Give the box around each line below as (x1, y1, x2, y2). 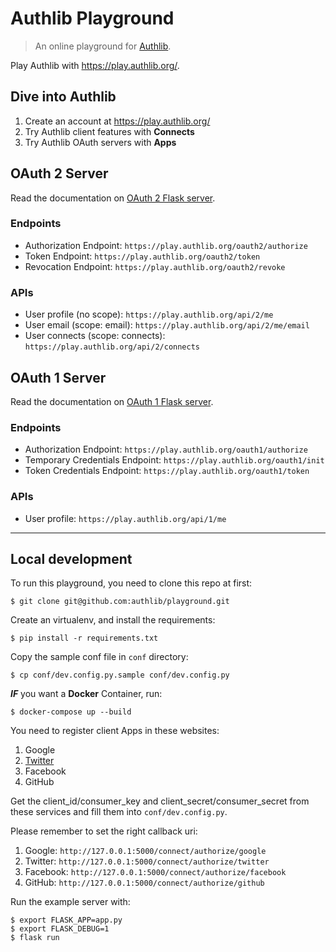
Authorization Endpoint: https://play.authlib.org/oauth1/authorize (24, 443, 308, 456)
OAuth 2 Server (10, 165, 109, 182)
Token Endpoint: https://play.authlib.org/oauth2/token (24, 250, 261, 262)
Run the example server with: (10, 896, 131, 908)
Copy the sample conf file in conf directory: (10, 651, 189, 663)
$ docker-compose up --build (10, 707, 132, 717)
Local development (10, 550, 133, 567)
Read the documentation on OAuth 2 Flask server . (10, 192, 216, 204)
